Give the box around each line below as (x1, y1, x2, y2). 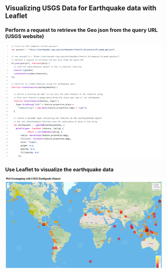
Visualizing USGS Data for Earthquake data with (5, 4, 157, 12)
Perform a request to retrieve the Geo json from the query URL (5, 27, 158, 34)
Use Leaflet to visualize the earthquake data (5, 166, 114, 173)
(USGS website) (5, 33, 44, 40)
